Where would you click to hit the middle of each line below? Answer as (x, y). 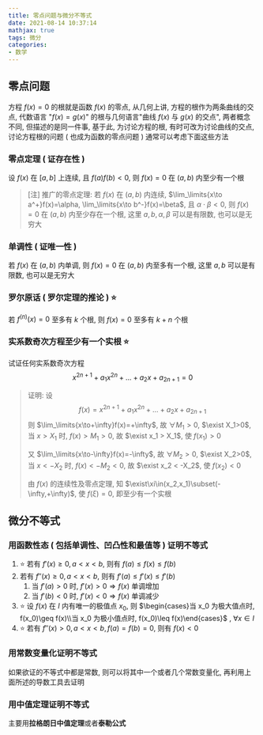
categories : (28, 45)
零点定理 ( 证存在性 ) (47, 159)
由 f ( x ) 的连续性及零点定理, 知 (75, 483)
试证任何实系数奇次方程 (46, 363)
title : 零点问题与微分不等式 (50, 15)
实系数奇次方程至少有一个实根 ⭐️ (69, 342)
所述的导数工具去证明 (49, 682)
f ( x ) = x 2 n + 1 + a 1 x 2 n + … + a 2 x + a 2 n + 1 (143, 410)
